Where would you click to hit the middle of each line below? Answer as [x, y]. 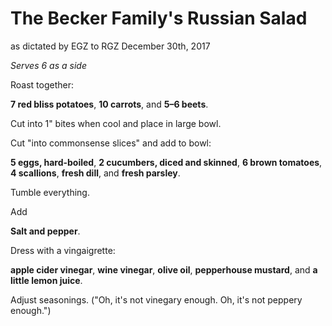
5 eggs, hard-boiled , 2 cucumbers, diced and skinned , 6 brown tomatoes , [166, 162]
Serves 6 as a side [48, 65]
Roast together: [42, 84]
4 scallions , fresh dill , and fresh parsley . [95, 173]
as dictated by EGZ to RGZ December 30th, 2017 [110, 46]
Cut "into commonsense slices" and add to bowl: [111, 143]
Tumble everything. [50, 192]
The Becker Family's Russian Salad [159, 18]
